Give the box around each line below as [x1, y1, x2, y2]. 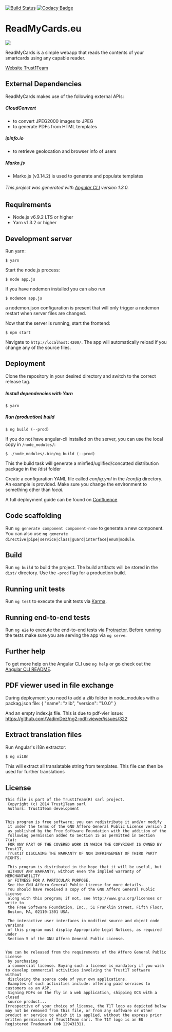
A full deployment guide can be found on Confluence [5, 496, 118, 502]
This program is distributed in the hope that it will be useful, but [7, 865, 162, 870]
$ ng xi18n [5, 754, 29, 759]
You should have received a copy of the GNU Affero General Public [7, 887, 155, 892]
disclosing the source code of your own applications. [7, 977, 127, 982]
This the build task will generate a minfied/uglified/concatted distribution [5, 460, 159, 466]
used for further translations [5, 769, 65, 775]
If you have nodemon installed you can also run [5, 286, 106, 292]
